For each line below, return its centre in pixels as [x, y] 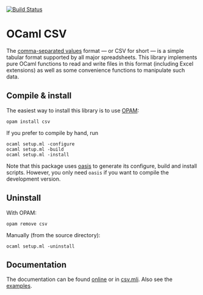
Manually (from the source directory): [53, 235]
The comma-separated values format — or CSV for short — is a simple [95, 50]
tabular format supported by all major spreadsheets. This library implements [102, 57]
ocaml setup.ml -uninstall [41, 246]
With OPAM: [21, 212]
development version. [34, 179]
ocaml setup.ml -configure [41, 144]
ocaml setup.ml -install [38, 154]
